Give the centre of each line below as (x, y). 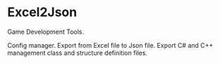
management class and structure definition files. (78, 53)
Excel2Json (42, 12)
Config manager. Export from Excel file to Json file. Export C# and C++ (110, 45)
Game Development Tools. (46, 32)
